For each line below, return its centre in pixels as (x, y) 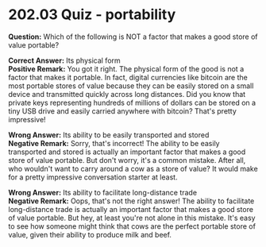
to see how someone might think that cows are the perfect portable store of (132, 226)
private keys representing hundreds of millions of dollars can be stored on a (132, 102)
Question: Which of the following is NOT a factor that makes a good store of (133, 37)
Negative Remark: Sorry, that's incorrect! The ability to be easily (114, 143)
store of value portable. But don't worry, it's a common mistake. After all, (127, 160)
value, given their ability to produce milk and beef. (90, 234)
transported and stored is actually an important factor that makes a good (127, 152)
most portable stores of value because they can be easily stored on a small (131, 86)
